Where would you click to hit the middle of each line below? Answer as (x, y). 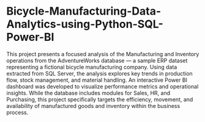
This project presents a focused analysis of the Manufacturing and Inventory (103, 54)
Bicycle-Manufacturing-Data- (84, 11)
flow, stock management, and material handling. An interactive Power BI (97, 80)
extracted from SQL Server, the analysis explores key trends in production (99, 73)
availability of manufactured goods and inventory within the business (93, 106)
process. (17, 112)
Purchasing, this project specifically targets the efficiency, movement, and (100, 99)
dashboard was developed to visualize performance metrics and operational (102, 86)
